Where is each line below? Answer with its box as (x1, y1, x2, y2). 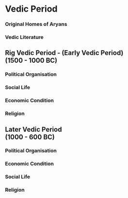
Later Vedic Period (5, 125, 62, 133)
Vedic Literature (5, 34, 44, 41)
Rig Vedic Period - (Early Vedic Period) (5, 49, 124, 57)
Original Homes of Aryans (5, 21, 67, 28)
